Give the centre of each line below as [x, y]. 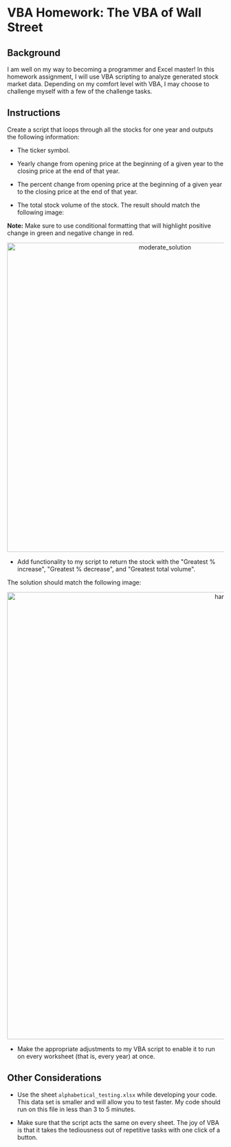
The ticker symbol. [43, 150]
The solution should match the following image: [74, 582]
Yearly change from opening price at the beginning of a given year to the [120, 163]
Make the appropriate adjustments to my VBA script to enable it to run [116, 1048]
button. [27, 1137]
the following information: [43, 136]
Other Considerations [54, 1078]
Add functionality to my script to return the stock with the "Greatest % [116, 561]
